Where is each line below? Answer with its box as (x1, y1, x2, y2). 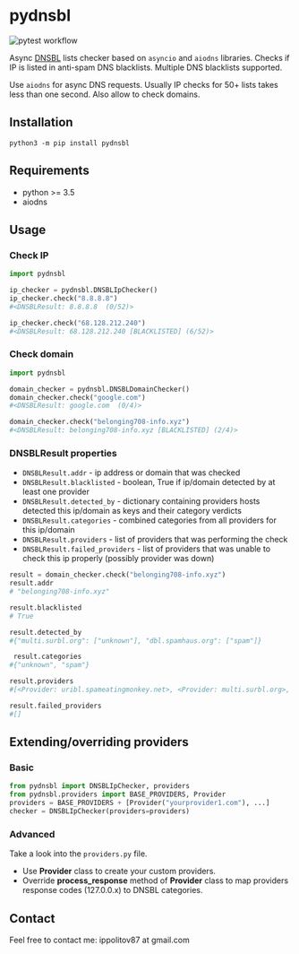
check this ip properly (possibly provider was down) (21, 553, 215, 564)
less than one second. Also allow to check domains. (9, 89, 201, 100)
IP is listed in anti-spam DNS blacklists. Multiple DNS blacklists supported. (9, 62, 283, 73)
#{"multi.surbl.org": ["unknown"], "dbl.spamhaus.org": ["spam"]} (9, 636, 262, 646)
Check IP (9, 248, 49, 261)
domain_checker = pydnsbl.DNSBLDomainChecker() (9, 385, 191, 394)
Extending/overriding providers (9, 734, 190, 750)
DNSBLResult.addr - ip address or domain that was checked (21, 467, 241, 478)
